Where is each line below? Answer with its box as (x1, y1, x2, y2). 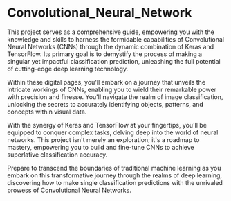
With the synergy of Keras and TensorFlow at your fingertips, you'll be (7, 121, 207, 129)
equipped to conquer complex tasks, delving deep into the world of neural (7, 128, 219, 137)
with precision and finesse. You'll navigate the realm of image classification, (7, 92, 223, 101)
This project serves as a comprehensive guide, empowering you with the (7, 28, 214, 36)
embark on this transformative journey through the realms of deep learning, (7, 171, 223, 180)
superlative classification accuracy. (7, 150, 108, 159)
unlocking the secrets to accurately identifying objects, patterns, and (7, 100, 204, 108)
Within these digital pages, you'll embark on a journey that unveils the (7, 78, 206, 86)
